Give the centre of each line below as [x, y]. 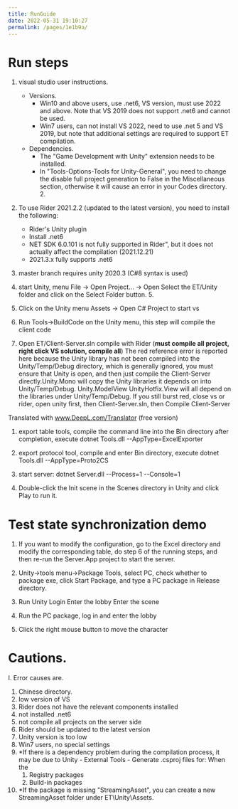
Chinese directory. [45, 692]
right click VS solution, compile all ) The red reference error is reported [123, 351]
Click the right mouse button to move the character [93, 630]
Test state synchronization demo [107, 524]
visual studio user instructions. [63, 82]
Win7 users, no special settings [64, 745]
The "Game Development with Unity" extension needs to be [127, 157]
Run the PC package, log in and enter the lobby [87, 615]
